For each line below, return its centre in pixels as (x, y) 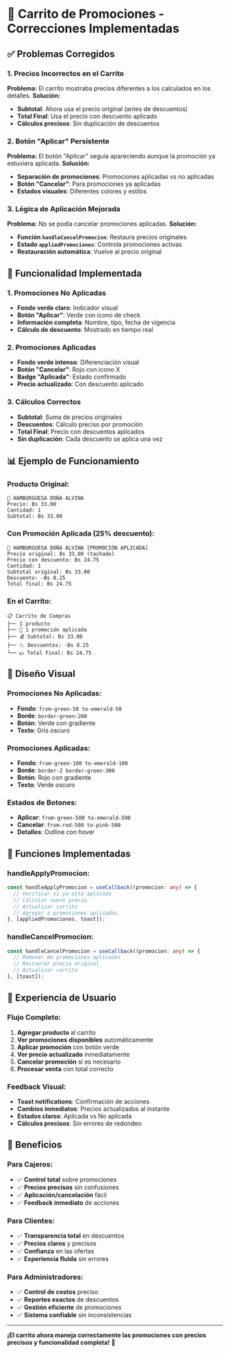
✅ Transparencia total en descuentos (71, 1235)
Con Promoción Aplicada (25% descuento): (81, 534)
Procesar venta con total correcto (65, 1068)
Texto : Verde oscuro (46, 785)
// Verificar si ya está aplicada (62, 894)
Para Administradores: (45, 1277)
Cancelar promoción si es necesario (69, 1062)
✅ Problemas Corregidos (61, 54)
